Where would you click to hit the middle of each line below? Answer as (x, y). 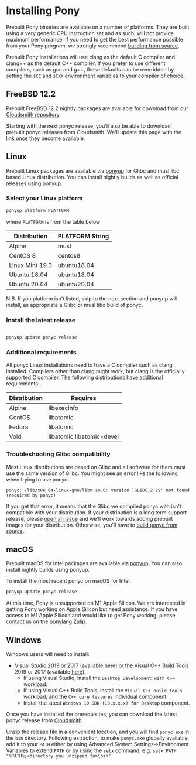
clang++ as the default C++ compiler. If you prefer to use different (86, 63)
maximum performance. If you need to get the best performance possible (94, 39)
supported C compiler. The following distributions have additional (85, 378)
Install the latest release (41, 320)
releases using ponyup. (34, 183)
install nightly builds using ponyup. (48, 570)
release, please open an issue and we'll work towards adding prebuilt (90, 518)
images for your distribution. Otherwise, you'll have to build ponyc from (92, 525)
